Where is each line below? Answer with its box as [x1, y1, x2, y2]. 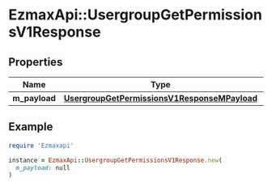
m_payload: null [15, 163, 70, 171]
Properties [8, 55, 63, 69]
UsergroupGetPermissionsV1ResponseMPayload [63, 93, 257, 104]
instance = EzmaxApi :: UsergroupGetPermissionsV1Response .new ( [8, 156, 223, 164]
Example [8, 120, 53, 134]
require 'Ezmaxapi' [8, 142, 74, 150]
